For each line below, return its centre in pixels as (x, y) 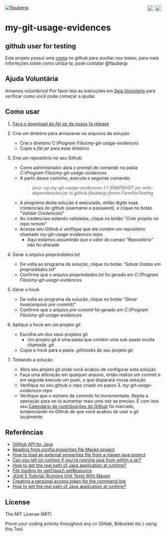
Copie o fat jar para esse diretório (54, 148)
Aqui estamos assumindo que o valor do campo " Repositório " (90, 239)
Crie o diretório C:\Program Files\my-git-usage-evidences (79, 143)
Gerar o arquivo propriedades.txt (46, 254)
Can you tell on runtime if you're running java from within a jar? (77, 460)
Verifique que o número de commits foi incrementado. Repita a (84, 395)
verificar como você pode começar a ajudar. (50, 96)
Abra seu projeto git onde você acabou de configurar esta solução (88, 369)
